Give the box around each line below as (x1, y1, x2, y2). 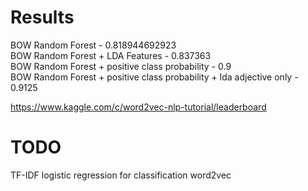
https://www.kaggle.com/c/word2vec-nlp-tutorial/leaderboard (10, 101, 267, 113)
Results (10, 6, 75, 29)
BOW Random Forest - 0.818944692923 (10, 39, 177, 51)
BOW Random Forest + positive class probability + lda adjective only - (10, 71, 299, 83)
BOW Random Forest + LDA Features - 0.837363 (10, 49, 212, 61)
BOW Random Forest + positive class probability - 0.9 (10, 60, 232, 72)
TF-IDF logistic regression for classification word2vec (10, 169, 232, 181)
